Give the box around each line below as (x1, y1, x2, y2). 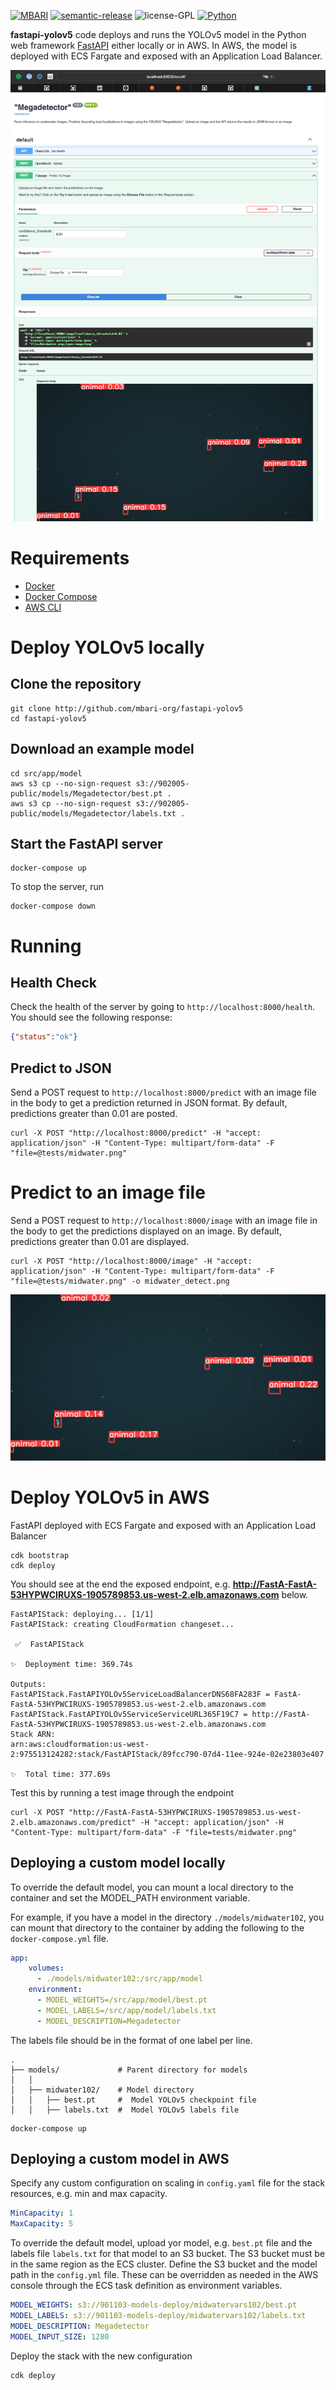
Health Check (10, 974, 98, 991)
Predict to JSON (10, 1060, 112, 1077)
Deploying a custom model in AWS (10, 2151, 230, 2168)
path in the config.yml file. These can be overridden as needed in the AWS (10, 2269, 319, 2281)
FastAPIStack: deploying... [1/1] (10, 1609, 155, 1619)
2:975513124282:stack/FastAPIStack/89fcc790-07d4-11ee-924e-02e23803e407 (10, 1749, 325, 1759)
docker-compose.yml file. (10, 1932, 109, 1944)
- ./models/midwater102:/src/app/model (36, 1974, 203, 1984)
